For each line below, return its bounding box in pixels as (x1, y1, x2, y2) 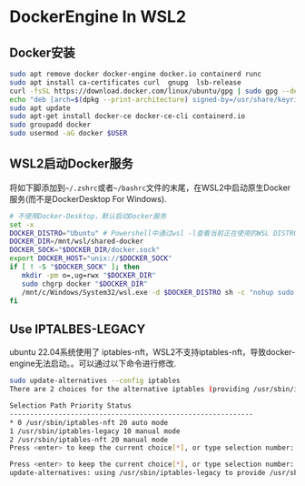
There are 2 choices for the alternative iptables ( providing (9, 385, 250, 394)
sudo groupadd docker (9, 120, 92, 129)
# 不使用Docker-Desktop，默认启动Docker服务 (9, 211, 167, 220)
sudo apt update (9, 103, 71, 113)
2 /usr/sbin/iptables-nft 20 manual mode (9, 435, 169, 444)
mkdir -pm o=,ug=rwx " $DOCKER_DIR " (21, 270, 156, 279)
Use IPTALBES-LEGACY (9, 321, 146, 337)
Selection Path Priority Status (9, 401, 132, 410)
